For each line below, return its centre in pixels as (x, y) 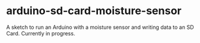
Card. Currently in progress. (41, 33)
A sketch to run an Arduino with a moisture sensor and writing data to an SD (100, 27)
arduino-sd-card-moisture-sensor (94, 11)
